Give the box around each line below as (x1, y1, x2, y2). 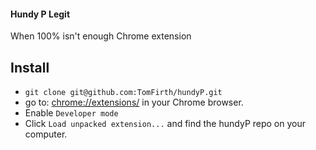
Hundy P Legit (10, 8, 71, 20)
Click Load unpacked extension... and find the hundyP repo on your (24, 118, 306, 130)
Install (10, 59, 50, 76)
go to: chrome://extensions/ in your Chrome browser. (24, 96, 244, 109)
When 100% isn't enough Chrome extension (10, 30, 192, 42)
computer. (24, 128, 68, 140)
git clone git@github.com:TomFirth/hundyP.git (24, 88, 223, 98)
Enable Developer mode (24, 107, 119, 119)
